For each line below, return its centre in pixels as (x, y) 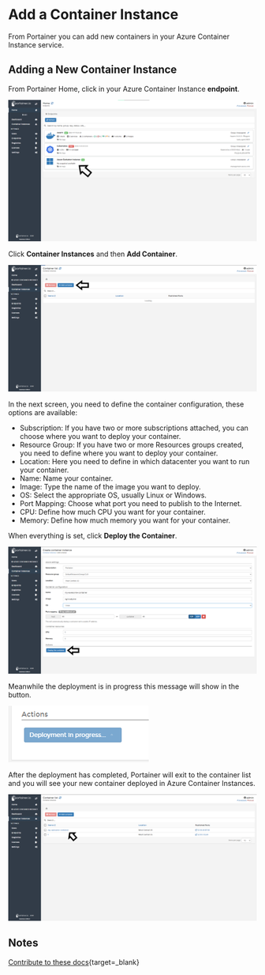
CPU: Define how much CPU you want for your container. (113, 512)
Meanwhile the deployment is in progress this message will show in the (124, 686)
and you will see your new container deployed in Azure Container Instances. (132, 783)
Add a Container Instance (93, 15)
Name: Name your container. (66, 478)
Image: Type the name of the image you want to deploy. (110, 487)
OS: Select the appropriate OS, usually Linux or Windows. (113, 495)
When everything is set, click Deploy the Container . (93, 536)
